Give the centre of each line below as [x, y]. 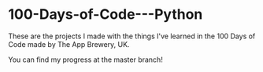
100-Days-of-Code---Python [106, 14]
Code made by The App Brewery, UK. [69, 44]
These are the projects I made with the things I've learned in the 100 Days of [132, 36]
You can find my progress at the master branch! [85, 59]
